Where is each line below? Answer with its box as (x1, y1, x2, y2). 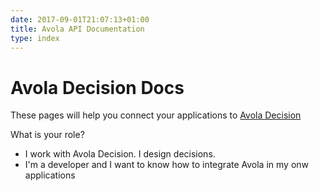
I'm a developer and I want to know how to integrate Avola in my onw (24, 159, 310, 171)
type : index (10, 33, 60, 43)
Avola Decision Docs (10, 76, 185, 99)
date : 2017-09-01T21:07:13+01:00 (10, 14, 150, 25)
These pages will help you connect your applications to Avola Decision (10, 109, 302, 121)
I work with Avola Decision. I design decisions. (24, 148, 216, 160)
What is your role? (10, 129, 85, 141)
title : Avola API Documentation (10, 24, 145, 34)
